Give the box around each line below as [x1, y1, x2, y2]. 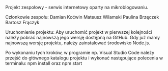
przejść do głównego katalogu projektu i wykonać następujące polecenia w [5, 55, 163, 61]
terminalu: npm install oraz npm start [5, 60, 82, 66]
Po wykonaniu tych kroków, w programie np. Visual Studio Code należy [5, 50, 155, 55]
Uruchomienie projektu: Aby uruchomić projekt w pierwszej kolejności [5, 29, 152, 35]
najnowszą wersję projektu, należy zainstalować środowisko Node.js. [5, 40, 150, 46]
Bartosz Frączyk [5, 20, 40, 25]
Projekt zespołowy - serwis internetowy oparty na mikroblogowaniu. [5, 5, 149, 10]
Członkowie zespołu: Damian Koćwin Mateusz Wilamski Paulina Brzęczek [5, 14, 159, 20]
